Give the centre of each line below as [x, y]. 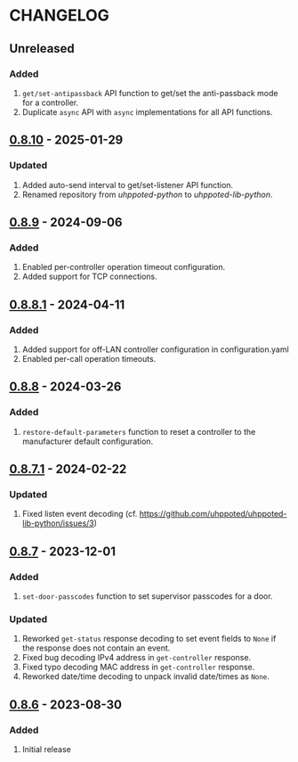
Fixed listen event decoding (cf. [80, 514]
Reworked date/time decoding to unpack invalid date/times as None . [145, 676]
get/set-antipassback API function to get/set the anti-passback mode [150, 93]
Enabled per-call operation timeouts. [89, 358]
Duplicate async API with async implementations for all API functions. [147, 111]
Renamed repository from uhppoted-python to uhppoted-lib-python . [147, 194]
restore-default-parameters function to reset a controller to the [139, 431]
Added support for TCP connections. [89, 276]
